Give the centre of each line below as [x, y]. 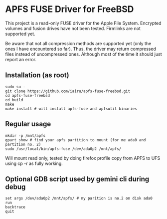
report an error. [21, 59]
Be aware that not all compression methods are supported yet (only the [78, 43]
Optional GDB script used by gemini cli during [77, 179]
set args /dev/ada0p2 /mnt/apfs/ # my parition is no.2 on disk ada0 [79, 198]
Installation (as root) [37, 75]
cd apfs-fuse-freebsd [28, 95]
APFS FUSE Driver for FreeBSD [70, 9]
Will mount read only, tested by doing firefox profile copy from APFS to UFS [83, 158]
